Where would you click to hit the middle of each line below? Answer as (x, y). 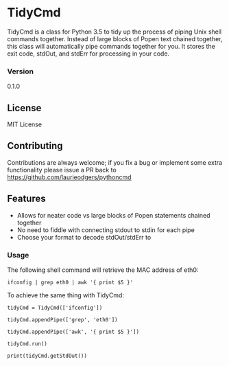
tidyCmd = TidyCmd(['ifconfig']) (55, 308)
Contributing (35, 146)
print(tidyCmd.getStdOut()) (47, 356)
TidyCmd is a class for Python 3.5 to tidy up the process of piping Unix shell (114, 32)
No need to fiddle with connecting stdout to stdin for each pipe (106, 230)
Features (26, 199)
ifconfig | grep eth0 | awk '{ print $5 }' (70, 282)
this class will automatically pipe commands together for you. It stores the (111, 46)
